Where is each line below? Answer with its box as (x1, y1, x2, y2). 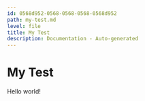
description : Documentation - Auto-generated (7, 35, 138, 42)
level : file (7, 23, 41, 29)
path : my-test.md (7, 16, 57, 23)
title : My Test (7, 29, 50, 36)
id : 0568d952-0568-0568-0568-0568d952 (7, 10, 117, 17)
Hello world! (7, 87, 41, 96)
